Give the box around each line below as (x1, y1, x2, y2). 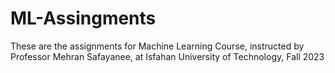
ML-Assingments (10, 7, 157, 30)
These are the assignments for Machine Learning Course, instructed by (10, 40, 305, 52)
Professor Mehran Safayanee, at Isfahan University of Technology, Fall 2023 (10, 50, 325, 62)
